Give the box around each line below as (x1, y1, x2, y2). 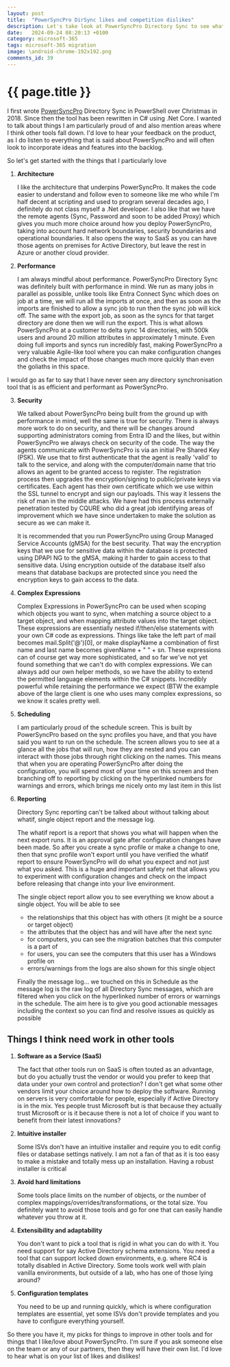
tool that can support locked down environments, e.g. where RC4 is (16, 1254, 207, 1262)
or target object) (27, 920, 74, 929)
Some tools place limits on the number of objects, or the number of (16, 1191, 207, 1199)
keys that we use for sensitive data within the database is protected (16, 546, 207, 555)
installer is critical (16, 1164, 67, 1172)
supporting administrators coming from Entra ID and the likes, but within (16, 431, 220, 439)
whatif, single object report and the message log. (16, 815, 155, 823)
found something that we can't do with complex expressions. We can (16, 660, 212, 668)
